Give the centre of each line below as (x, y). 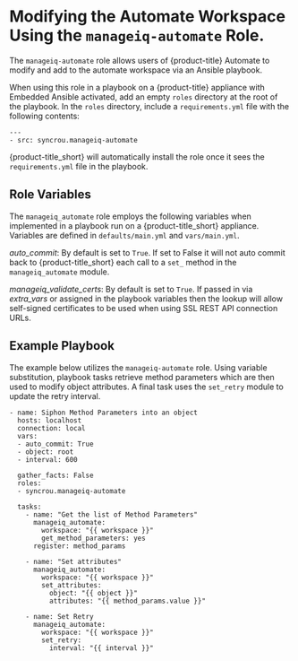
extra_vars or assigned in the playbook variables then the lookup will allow (146, 299)
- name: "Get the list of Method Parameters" (112, 514)
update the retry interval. (55, 396)
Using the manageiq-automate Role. (137, 35)
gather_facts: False (55, 475)
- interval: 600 (47, 459)
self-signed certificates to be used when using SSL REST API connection (144, 308)
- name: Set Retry (60, 616)
